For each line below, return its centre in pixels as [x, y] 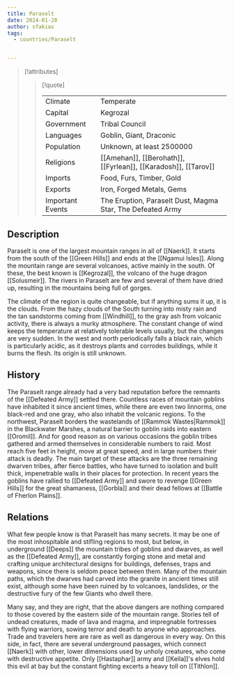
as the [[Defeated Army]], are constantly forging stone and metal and [106, 556]
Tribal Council [123, 124]
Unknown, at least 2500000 [147, 147]
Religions [60, 162]
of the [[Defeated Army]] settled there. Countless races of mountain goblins [116, 399]
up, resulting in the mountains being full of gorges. [80, 288]
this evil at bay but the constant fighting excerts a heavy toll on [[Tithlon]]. [113, 666]
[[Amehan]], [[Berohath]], [143, 158]
